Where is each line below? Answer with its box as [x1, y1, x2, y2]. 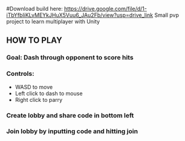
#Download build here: [6, 5, 63, 12]
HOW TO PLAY [6, 36, 62, 46]
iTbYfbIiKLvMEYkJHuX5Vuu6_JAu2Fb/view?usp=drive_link [6, 11, 154, 19]
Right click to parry [15, 96, 63, 103]
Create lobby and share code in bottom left [6, 111, 134, 119]
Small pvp [154, 11, 180, 19]
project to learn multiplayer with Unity [6, 18, 100, 25]
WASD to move [15, 83, 53, 90]
